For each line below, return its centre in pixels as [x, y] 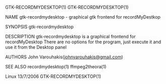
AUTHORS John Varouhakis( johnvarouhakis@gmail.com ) [64, 57]
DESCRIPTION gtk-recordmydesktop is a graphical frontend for [70, 36]
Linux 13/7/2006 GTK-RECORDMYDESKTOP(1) [53, 76]
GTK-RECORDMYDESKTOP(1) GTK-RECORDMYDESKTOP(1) [67, 7]
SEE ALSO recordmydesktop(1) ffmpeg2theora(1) [56, 67]
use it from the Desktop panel [36, 47]
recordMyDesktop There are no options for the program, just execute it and [83, 42]
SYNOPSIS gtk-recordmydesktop [39, 27]
